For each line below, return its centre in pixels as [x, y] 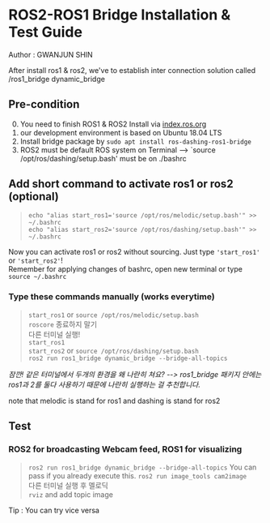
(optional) [34, 197]
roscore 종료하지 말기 [63, 324]
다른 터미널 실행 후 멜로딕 [68, 485]
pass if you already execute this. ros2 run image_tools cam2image [137, 475]
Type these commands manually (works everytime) [112, 297]
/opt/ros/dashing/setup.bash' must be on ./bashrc [103, 158]
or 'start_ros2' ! [36, 260]
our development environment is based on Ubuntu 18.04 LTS [121, 132]
